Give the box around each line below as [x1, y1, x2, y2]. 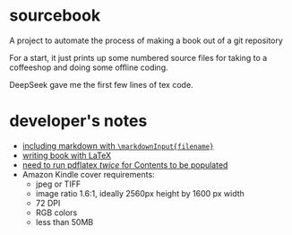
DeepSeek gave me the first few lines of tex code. [9, 79, 194, 90]
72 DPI [35, 197, 61, 208]
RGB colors [35, 207, 78, 218]
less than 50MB [35, 216, 94, 227]
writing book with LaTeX [21, 150, 112, 161]
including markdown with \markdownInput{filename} [21, 140, 214, 151]
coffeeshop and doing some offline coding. [9, 62, 168, 73]
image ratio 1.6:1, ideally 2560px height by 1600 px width [35, 187, 245, 198]
